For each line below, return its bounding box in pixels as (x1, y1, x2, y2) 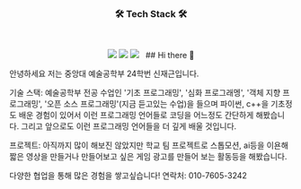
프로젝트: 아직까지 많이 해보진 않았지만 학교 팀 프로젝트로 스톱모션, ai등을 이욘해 (9, 140, 289, 150)
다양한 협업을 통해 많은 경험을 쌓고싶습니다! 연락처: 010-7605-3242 (9, 170, 247, 181)
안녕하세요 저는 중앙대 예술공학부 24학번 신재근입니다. (9, 68, 199, 79)
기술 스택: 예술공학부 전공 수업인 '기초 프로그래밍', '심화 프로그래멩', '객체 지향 (9, 88, 281, 99)
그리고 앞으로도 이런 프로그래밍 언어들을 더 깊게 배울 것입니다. (21, 121, 237, 132)
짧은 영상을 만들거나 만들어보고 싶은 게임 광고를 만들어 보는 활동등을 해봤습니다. (9, 151, 288, 162)
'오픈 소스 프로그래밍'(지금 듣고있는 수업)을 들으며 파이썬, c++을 (44, 99, 270, 109)
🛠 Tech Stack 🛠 (114, 7, 188, 20)
